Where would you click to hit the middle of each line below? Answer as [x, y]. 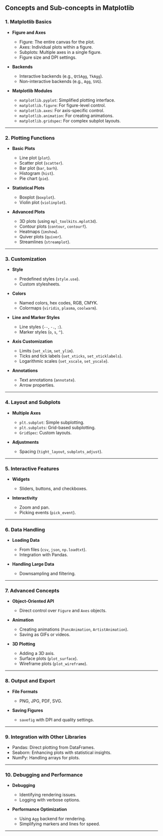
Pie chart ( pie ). [34, 178]
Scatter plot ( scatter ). [41, 163]
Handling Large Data [33, 564]
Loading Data [26, 540]
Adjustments [25, 442]
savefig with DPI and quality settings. [57, 719]
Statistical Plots [28, 188]
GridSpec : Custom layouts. [45, 433]
